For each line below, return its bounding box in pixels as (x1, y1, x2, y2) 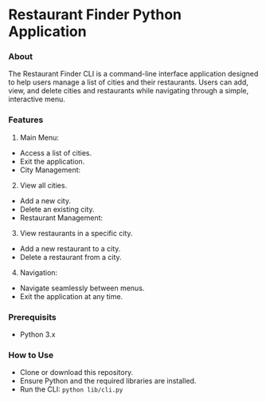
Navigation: (19, 267, 58, 277)
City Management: (19, 165, 81, 175)
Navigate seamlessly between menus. (19, 283, 145, 293)
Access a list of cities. (19, 148, 92, 157)
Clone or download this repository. (19, 368, 134, 377)
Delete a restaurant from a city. (19, 252, 122, 262)
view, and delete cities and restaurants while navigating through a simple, (8, 86, 249, 96)
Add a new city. (19, 195, 72, 205)
